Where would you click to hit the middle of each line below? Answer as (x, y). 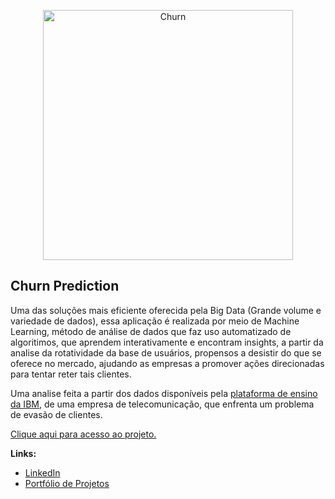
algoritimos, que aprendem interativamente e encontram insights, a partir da (167, 342)
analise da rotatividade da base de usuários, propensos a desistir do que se (166, 352)
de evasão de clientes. (56, 414)
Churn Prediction (65, 286)
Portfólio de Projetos (67, 483)
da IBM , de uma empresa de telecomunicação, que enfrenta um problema (162, 404)
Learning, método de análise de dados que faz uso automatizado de (151, 331)
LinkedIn (42, 472)
